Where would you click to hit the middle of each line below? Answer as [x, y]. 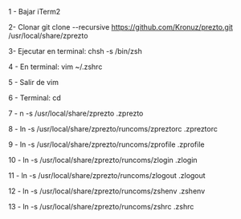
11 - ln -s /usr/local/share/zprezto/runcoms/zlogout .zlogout [107, 175]
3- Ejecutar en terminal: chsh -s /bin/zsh [75, 51]
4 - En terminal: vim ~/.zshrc [55, 67]
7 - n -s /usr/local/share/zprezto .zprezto [76, 113]
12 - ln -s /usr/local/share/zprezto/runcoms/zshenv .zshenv [107, 191]
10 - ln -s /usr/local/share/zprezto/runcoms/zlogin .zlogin [103, 160]
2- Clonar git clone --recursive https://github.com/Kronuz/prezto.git [120, 27]
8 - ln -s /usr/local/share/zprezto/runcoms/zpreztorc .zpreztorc [113, 129]
